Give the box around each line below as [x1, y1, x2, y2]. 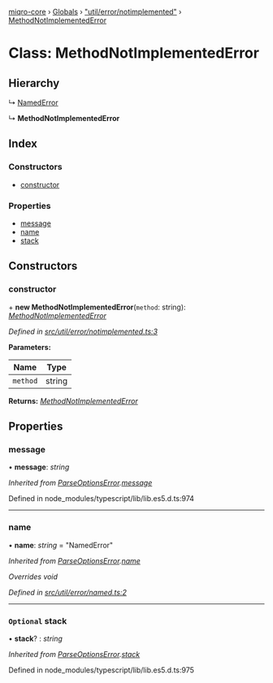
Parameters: [8, 342, 51, 352]
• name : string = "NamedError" [8, 540, 114, 550]
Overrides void [8, 572, 58, 581]
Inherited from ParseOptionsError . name [8, 555, 141, 565]
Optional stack [8, 615, 67, 626]
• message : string [8, 462, 70, 472]
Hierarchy [8, 76, 60, 90]
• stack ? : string [8, 633, 63, 643]
